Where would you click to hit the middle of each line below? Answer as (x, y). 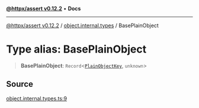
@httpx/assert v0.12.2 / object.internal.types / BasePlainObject (82, 25)
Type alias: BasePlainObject (76, 49)
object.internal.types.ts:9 (36, 98)
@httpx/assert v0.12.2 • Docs (44, 9)
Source (20, 84)
